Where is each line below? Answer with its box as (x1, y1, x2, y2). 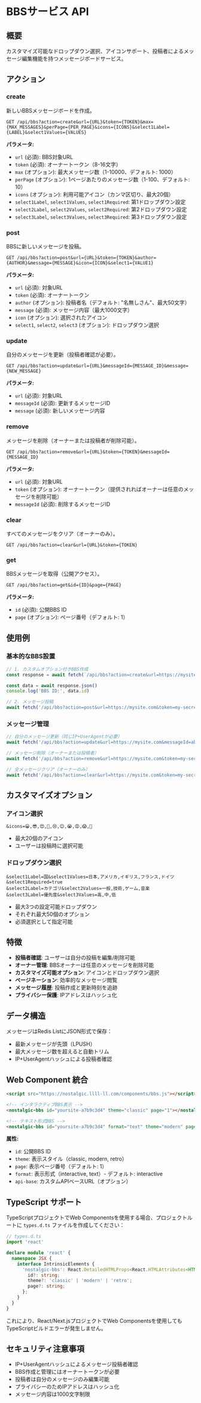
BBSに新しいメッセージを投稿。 (6, 242, 85, 250)
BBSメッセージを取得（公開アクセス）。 (6, 570, 103, 578)
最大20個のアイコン (14, 835, 64, 842)
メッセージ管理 (6, 720, 50, 728)
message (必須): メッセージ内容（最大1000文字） (14, 306, 133, 314)
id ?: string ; (28, 1272, 60, 1278)
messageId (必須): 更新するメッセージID (14, 400, 111, 407)
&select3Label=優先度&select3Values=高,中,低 (6, 892, 117, 898)
